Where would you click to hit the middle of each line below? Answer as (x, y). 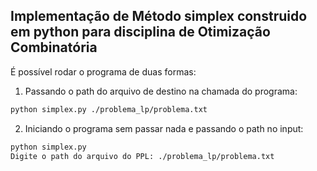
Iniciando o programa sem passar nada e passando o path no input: (164, 128)
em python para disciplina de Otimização (140, 32)
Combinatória (54, 47)
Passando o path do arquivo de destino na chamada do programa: (161, 91)
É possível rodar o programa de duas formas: (103, 71)
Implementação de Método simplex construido (159, 16)
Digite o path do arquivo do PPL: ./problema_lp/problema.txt (142, 156)
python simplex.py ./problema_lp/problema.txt (109, 109)
